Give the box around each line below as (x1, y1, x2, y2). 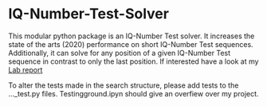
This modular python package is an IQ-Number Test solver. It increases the (8, 31, 255, 41)
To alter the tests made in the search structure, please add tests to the (8, 80, 239, 90)
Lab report (8, 65, 43, 74)
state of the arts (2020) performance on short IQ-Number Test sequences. (8, 39, 253, 49)
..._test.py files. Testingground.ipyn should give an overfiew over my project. (8, 88, 259, 98)
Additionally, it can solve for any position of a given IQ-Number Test (8, 48, 231, 57)
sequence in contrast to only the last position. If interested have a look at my (8, 57, 259, 66)
